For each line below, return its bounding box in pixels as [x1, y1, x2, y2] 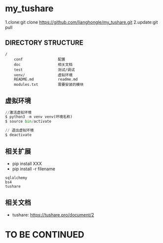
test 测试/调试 [14, 67, 75, 72]
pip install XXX [12, 161, 42, 166]
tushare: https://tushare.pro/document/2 [12, 212, 94, 217]
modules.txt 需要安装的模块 [14, 82, 84, 87]
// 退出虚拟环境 [5, 128, 34, 133]
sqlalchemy [5, 175, 27, 180]
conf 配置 [14, 57, 65, 62]
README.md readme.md [14, 77, 78, 81]
